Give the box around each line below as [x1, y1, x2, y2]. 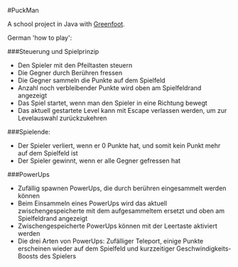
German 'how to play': [7, 33, 72, 42]
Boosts [17, 252, 38, 260]
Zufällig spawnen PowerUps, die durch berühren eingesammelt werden [17, 184, 227, 192]
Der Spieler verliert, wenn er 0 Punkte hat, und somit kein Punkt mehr [17, 141, 221, 150]
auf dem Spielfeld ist [17, 149, 78, 157]
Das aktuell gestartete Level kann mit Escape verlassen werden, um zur [17, 107, 227, 114]
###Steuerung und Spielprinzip [7, 48, 99, 55]
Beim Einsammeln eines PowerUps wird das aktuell [17, 199, 168, 207]
